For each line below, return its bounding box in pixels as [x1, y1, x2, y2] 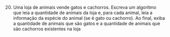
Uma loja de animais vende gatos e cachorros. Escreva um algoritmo [13, 5, 156, 10]
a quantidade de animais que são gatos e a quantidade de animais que [13, 20, 160, 26]
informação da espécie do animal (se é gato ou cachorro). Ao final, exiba [13, 15, 165, 21]
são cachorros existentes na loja [13, 26, 81, 32]
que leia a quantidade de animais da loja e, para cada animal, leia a [13, 10, 153, 16]
